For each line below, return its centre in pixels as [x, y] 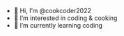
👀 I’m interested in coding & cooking [65, 18]
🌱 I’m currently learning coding [58, 25]
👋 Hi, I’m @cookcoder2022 [53, 11]
